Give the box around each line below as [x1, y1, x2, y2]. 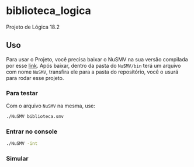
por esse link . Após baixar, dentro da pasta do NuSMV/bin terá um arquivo [6, 62, 181, 69]
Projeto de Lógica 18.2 [6, 23, 60, 30]
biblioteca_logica [6, 4, 92, 18]
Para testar [6, 89, 38, 97]
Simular [6, 155, 29, 163]
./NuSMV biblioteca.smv [6, 114, 64, 120]
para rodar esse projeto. [6, 74, 64, 81]
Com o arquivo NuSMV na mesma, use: [6, 102, 95, 109]
